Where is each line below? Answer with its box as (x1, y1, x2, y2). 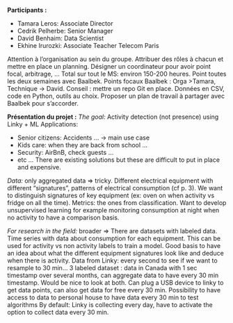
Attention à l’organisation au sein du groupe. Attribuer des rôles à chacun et (7, 55, 224, 63)
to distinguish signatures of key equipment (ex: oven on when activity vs (7, 191, 215, 199)
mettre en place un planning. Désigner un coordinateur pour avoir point (7, 63, 211, 70)
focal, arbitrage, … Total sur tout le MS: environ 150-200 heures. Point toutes (7, 69, 227, 78)
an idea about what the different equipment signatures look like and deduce (7, 249, 224, 257)
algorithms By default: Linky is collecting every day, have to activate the (7, 301, 214, 308)
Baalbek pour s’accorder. (7, 99, 79, 107)
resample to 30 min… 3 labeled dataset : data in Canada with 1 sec (7, 264, 198, 272)
